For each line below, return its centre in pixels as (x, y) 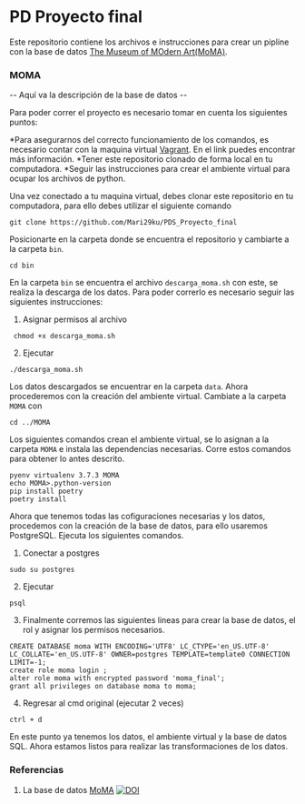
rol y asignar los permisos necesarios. (93, 630)
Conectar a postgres (61, 553)
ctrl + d (26, 720)
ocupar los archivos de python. (68, 178)
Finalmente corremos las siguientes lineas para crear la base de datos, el (159, 620)
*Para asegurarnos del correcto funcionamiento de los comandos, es (139, 140)
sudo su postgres (42, 570)
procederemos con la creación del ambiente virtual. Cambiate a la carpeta (148, 397)
